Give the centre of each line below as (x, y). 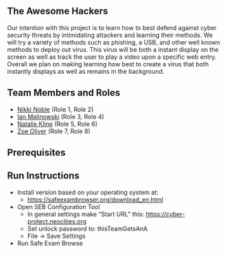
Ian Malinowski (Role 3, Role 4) (61, 116)
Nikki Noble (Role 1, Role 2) (55, 109)
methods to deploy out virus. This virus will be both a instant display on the (113, 49)
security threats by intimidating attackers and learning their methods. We (110, 35)
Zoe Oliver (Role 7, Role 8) (53, 131)
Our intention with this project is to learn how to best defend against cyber (112, 27)
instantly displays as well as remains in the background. (86, 71)
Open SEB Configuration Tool (59, 207)
